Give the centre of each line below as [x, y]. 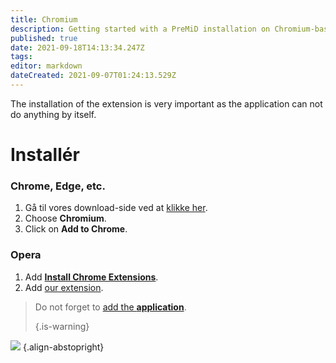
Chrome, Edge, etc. [58, 186]
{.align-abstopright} [63, 347]
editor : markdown [46, 66]
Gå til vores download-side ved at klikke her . [116, 208]
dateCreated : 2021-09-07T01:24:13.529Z [93, 76]
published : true [44, 38]
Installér [45, 155]
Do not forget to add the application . [110, 307]
